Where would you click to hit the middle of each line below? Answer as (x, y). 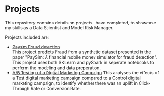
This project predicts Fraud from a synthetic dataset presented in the (82, 52)
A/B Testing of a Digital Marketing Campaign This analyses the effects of (85, 72)
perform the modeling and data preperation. (57, 68)
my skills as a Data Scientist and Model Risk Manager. (59, 27)
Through (21, 88)
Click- (145, 83)
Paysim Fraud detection (36, 47)
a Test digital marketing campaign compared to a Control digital (76, 78)
